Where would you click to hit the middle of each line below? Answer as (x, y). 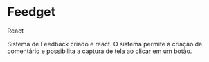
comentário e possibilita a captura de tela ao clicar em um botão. (100, 51)
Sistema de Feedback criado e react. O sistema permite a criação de (105, 44)
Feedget (31, 12)
